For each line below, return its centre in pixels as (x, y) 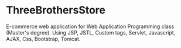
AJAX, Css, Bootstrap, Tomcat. (43, 39)
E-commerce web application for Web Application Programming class (90, 26)
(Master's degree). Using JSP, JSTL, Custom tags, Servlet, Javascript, (91, 32)
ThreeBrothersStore (56, 10)
